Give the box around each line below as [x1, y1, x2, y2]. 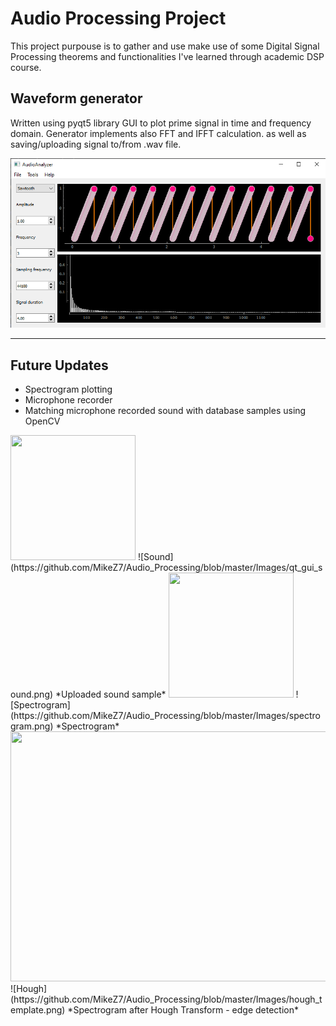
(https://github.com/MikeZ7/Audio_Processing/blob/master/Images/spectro [10, 710, 321, 722]
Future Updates [10, 357, 109, 374]
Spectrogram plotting [24, 383, 113, 396]
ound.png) [10, 688, 54, 701]
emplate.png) [10, 1004, 66, 1016]
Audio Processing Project [10, 7, 227, 30]
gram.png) [10, 720, 54, 732]
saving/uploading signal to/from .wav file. [10, 138, 182, 150]
